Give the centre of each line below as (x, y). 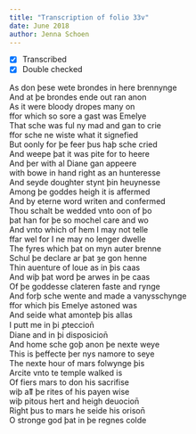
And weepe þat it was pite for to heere (79, 153)
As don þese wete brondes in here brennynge (93, 87)
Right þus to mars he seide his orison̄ (77, 410)
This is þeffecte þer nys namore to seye (82, 354)
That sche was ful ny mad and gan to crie (86, 125)
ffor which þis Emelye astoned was (73, 305)
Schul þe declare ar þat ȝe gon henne (78, 258)
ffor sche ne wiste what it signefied (74, 135)
